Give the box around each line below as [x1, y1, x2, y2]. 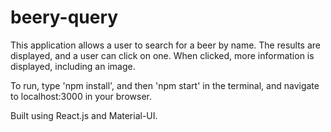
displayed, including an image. [10, 60, 136, 72]
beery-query [10, 6, 119, 29]
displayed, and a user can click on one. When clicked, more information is [10, 49, 315, 61]
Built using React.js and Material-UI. [10, 109, 158, 121]
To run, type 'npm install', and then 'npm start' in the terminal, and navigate [10, 79, 320, 91]
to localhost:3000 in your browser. [10, 90, 152, 102]
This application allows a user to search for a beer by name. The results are [10, 39, 321, 51]
